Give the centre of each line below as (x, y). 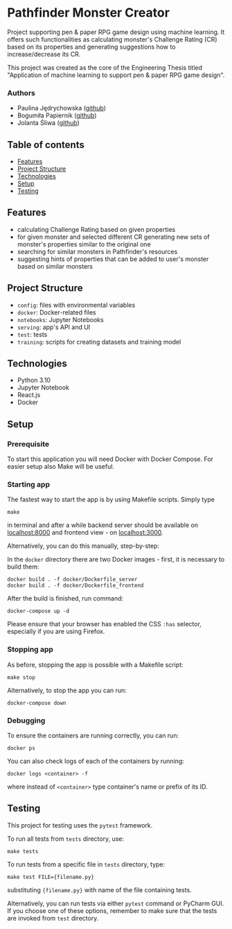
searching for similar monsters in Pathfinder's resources (97, 251)
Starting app (29, 485)
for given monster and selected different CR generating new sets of (113, 237)
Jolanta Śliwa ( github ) (48, 123)
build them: (23, 567)
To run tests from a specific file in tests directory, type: (86, 864)
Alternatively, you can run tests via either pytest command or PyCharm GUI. (116, 903)
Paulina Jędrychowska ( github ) (61, 108)
